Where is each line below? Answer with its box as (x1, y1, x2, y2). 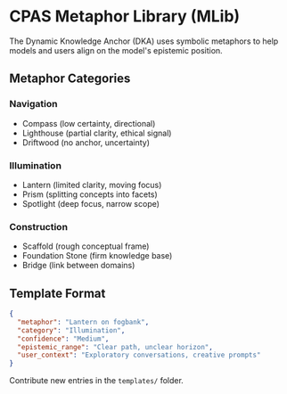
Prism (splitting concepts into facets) (21, 189, 158, 200)
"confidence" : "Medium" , (17, 334, 110, 343)
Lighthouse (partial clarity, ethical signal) (21, 127, 172, 138)
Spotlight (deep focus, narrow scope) (21, 198, 160, 209)
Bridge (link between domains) (21, 260, 135, 271)
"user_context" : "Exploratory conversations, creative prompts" (17, 350, 261, 360)
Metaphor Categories (9, 71, 131, 86)
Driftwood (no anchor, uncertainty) (21, 136, 150, 148)
